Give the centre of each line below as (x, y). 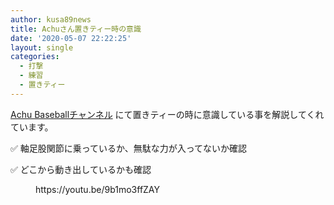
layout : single (42, 47)
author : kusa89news (51, 19)
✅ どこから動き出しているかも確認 (81, 169)
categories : (35, 57)
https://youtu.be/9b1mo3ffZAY (97, 189)
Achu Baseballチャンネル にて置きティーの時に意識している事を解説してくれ (167, 114)
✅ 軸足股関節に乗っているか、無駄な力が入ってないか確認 (129, 148)
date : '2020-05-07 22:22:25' (71, 38)
